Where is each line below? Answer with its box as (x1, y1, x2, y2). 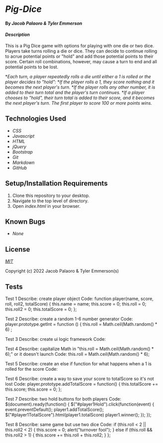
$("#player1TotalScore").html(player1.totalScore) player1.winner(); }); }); (5, 412, 152, 418)
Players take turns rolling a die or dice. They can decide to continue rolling (5, 48, 158, 54)
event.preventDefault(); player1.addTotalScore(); (5, 407, 104, 413)
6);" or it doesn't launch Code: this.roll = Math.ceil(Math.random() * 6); (5, 351, 150, 357)
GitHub (12, 164, 27, 170)
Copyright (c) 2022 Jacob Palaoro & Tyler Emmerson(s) (5, 268, 119, 274)
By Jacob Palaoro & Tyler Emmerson (5, 20, 82, 26)
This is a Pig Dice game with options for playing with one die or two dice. (5, 42, 154, 48)
